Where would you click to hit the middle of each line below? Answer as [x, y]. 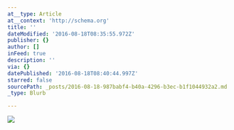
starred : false [30, 80]
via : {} [19, 67]
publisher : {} [28, 40]
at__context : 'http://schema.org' [59, 21]
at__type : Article [34, 14]
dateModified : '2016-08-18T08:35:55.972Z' [71, 34]
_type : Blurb [27, 93]
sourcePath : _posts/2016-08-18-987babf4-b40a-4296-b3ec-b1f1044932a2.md [117, 87]
